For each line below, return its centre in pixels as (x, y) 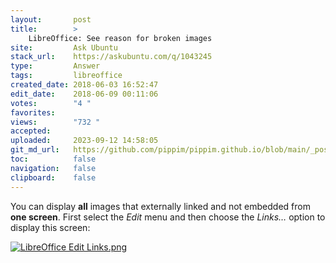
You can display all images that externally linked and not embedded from (160, 206)
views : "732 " (55, 122)
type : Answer (55, 66)
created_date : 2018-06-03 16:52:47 (84, 85)
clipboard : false (53, 177)
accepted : (31, 131)
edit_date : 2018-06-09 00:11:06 (84, 94)
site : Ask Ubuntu (64, 47)
